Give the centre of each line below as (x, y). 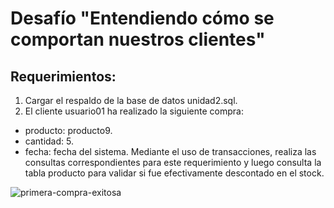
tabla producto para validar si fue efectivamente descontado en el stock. (174, 173)
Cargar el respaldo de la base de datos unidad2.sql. (131, 100)
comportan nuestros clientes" (138, 39)
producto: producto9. (68, 130)
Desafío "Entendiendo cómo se (142, 18)
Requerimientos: (63, 76)
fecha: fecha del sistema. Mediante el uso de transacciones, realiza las (170, 151)
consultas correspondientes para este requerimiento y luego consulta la (173, 162)
